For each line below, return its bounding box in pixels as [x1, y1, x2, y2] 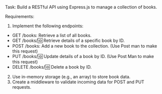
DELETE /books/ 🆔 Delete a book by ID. [12, 64, 92, 70]
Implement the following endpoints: [12, 23, 84, 29]
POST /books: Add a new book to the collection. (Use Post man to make [12, 43, 158, 49]
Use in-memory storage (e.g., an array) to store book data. [12, 74, 131, 79]
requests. [12, 84, 32, 90]
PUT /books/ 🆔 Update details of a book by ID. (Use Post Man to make [12, 54, 154, 59]
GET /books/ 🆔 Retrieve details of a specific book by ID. [12, 38, 125, 43]
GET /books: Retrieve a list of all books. [12, 33, 92, 38]
